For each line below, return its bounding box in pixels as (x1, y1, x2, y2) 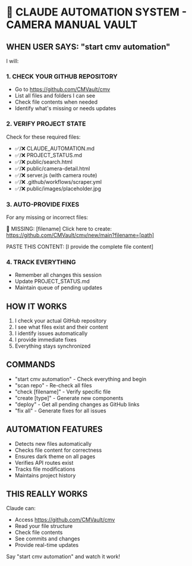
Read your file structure (14, 523, 73, 530)
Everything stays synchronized (14, 342, 91, 349)
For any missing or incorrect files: (6, 214, 89, 221)
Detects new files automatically (14, 440, 92, 447)
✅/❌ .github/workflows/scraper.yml (14, 178, 102, 185)
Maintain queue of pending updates (14, 284, 103, 291)
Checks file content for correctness (14, 446, 102, 454)
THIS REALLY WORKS (6, 489, 88, 499)
